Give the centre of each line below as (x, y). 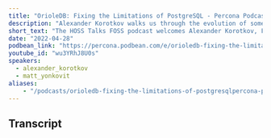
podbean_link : (32, 46)
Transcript (35, 123)
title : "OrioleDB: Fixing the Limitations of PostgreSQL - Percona (124, 16)
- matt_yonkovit (43, 76)
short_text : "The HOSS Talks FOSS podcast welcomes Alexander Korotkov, (133, 31)
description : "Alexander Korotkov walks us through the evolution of (128, 23)
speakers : (25, 61)
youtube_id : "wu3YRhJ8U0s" (54, 53)
